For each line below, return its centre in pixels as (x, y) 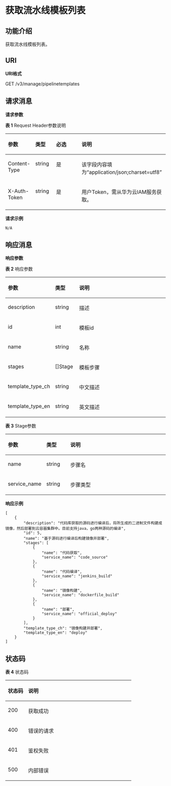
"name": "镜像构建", (62, 591)
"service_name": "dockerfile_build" (80, 595)
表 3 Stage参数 (21, 426)
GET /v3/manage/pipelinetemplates (42, 84)
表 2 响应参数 (19, 269)
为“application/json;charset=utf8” (121, 172)
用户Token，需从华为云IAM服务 (119, 192)
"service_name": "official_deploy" (79, 614)
